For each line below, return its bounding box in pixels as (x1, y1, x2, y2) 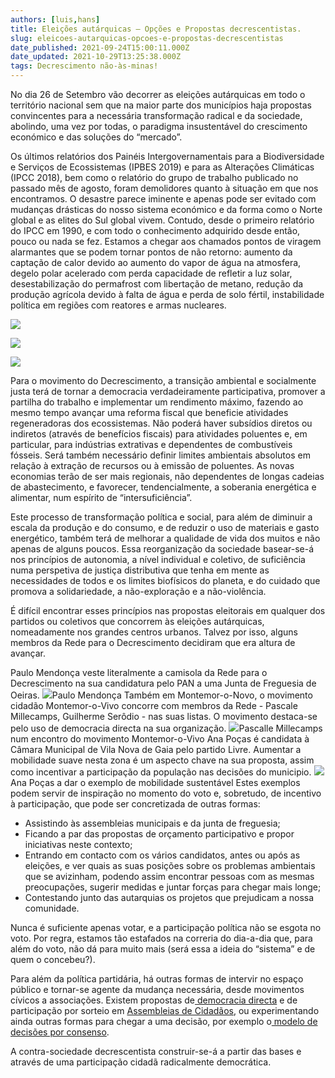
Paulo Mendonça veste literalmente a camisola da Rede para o (10, 667, 268, 678)
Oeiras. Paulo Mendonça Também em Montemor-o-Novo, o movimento (10, 689, 313, 701)
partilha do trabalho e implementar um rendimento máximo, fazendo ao (10, 396, 304, 408)
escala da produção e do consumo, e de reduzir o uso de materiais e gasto (10, 522, 320, 533)
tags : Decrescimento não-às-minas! (10, 61, 159, 71)
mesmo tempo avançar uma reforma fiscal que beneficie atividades (10, 407, 289, 418)
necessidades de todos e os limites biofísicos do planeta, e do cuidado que (10, 575, 321, 586)
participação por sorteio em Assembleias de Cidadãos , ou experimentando (10, 1005, 320, 1016)
